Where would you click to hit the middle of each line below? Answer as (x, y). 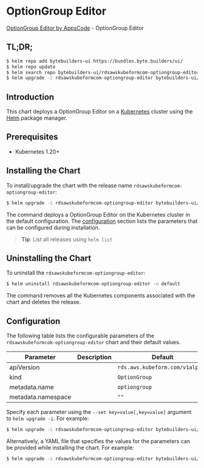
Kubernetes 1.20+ (37, 151)
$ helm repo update (31, 67)
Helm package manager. (37, 118)
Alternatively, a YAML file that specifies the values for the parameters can (98, 441)
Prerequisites (32, 137)
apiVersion (25, 367)
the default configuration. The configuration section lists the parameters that (102, 221)
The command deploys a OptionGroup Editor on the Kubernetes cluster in (98, 214)
